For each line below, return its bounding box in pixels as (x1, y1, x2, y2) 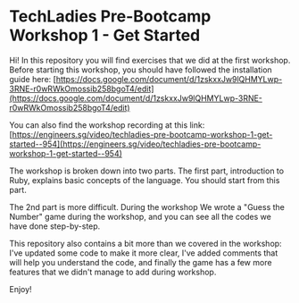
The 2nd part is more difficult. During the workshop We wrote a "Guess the (9, 201, 286, 212)
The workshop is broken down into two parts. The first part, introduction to (9, 165, 284, 176)
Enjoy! (9, 283, 33, 294)
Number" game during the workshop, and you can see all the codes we (9, 211, 272, 222)
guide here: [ (9, 73, 56, 84)
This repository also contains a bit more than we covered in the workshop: (9, 238, 283, 248)
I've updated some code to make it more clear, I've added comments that (9, 248, 278, 258)
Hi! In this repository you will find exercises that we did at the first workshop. (9, 55, 291, 65)
